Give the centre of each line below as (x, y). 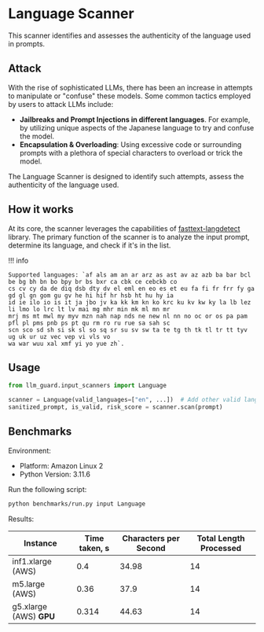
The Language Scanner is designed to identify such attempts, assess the (126, 176)
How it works (41, 209)
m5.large (29, 584)
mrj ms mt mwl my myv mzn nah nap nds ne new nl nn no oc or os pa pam (128, 316)
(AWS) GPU (34, 616)
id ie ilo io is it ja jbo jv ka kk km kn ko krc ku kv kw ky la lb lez (130, 302)
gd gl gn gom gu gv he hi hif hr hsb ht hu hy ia (91, 296)
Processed (221, 548)
